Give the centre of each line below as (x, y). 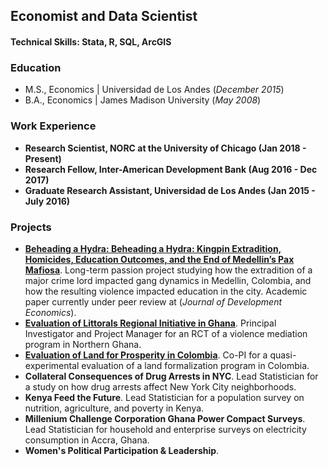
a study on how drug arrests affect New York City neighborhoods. (160, 386)
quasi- (283, 355)
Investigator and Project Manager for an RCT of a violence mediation (166, 333)
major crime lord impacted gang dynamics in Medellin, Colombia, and (168, 280)
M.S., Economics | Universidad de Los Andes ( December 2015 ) (154, 90)
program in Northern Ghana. (83, 344)
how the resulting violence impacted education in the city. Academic (166, 291)
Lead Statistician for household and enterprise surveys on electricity (165, 429)
